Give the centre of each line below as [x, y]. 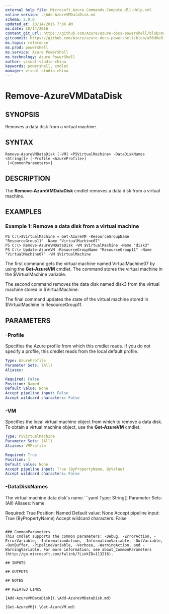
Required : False [22, 379]
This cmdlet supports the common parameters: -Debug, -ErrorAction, [78, 536]
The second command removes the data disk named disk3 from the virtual [82, 284]
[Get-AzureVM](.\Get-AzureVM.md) [40, 607]
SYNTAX [19, 143]
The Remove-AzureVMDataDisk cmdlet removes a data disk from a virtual [83, 190]
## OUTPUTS [17, 572]
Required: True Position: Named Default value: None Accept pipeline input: [82, 513]
